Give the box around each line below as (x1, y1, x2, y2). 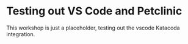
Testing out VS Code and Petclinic (6, 4, 183, 18)
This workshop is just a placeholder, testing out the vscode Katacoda (6, 24, 180, 31)
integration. (6, 30, 35, 37)
